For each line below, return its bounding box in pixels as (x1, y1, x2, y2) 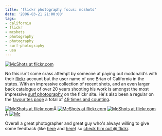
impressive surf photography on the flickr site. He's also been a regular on (5, 91, 154, 97)
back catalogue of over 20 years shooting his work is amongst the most (5, 86, 149, 92)
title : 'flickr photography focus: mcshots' (5, 7, 97, 12)
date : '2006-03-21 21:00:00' (5, 12, 64, 17)
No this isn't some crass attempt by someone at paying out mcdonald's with (5, 70, 158, 76)
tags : (5, 16, 16, 21)
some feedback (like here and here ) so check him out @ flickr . (5, 125, 130, 131)
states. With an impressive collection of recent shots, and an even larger (5, 81, 150, 86)
